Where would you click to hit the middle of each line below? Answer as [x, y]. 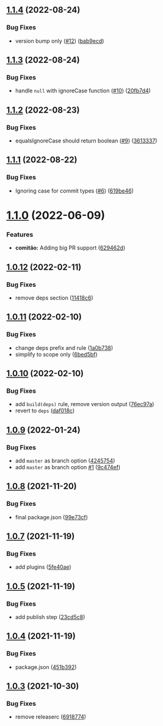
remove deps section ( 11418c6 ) [54, 298]
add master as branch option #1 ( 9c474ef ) [68, 467]
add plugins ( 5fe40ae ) [43, 567]
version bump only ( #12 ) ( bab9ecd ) [60, 41]
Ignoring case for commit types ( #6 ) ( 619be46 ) [74, 191]
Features [20, 234]
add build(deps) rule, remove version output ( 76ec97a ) [85, 404]
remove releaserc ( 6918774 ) [51, 717]
